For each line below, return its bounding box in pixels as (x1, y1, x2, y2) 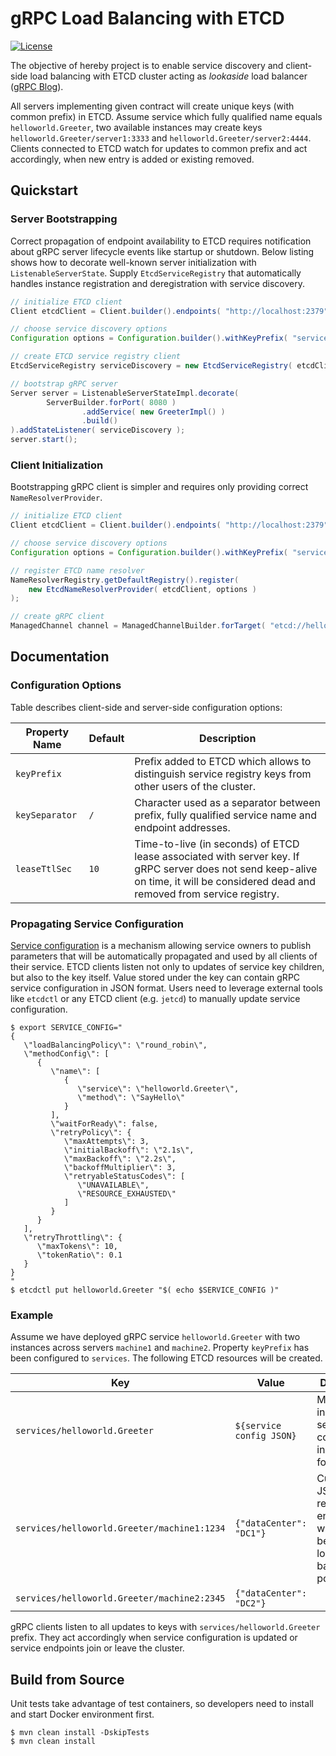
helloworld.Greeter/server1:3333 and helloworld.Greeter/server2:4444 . (10, 132, 312, 144)
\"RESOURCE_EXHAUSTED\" (77, 1189, 177, 1199)
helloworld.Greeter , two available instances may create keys (10, 121, 263, 133)
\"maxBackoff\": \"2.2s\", (63, 1154, 177, 1164)
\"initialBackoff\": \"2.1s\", (63, 1145, 195, 1156)
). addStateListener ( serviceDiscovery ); (10, 425, 186, 436)
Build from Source (10, 1671, 125, 1688)
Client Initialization (10, 458, 104, 472)
